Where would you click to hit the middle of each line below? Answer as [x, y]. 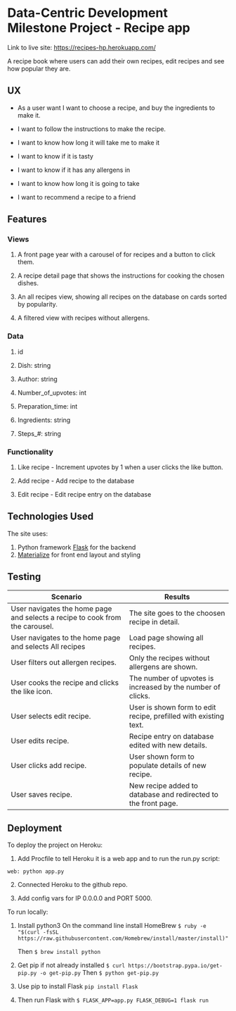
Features [27, 219]
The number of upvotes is [171, 678]
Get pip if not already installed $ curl [71, 965]
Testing [24, 577]
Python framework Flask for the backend [77, 547]
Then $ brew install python [59, 952]
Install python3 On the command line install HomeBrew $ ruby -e [112, 926]
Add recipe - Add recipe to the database [76, 481]
